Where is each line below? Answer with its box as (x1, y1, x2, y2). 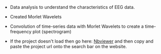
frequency (10, 29, 32, 34)
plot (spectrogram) (32, 29, 72, 34)
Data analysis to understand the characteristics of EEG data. (10, 4, 135, 10)
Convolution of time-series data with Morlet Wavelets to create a (10, 23, 144, 29)
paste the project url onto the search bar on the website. (10, 44, 127, 49)
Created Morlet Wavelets (10, 14, 62, 19)
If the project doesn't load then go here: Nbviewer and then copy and (10, 38, 153, 44)
